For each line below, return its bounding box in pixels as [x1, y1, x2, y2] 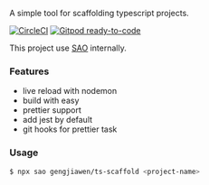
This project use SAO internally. [9, 42, 127, 53]
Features [9, 65, 50, 78]
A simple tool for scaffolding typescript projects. [9, 8, 190, 18]
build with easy [22, 95, 80, 106]
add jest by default [22, 115, 93, 125]
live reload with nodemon [22, 86, 118, 97]
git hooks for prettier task [22, 124, 118, 134]
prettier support [22, 105, 81, 116]
